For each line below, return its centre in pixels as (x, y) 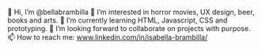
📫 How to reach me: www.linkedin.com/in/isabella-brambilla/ (108, 37)
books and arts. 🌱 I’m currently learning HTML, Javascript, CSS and (118, 20)
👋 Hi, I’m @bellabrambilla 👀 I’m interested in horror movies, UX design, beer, (131, 12)
